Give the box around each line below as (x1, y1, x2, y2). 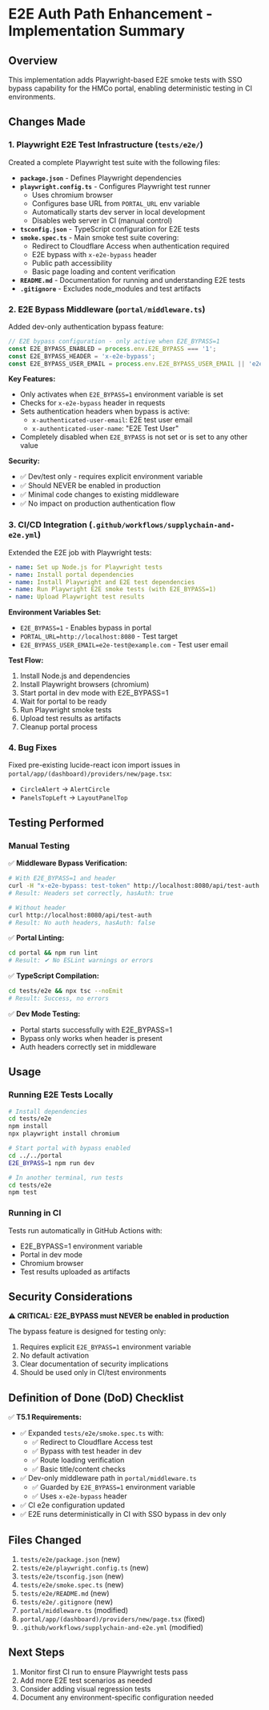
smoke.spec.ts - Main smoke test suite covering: (19, 232, 179, 242)
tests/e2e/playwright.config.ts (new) (19, 1563, 150, 1573)
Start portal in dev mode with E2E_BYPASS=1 (19, 688, 169, 698)
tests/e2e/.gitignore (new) (19, 1597, 114, 1607)
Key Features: (8, 374, 56, 384)
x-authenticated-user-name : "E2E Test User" (31, 424, 179, 434)
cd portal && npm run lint (8, 949, 98, 958)
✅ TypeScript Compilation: (8, 971, 100, 981)
